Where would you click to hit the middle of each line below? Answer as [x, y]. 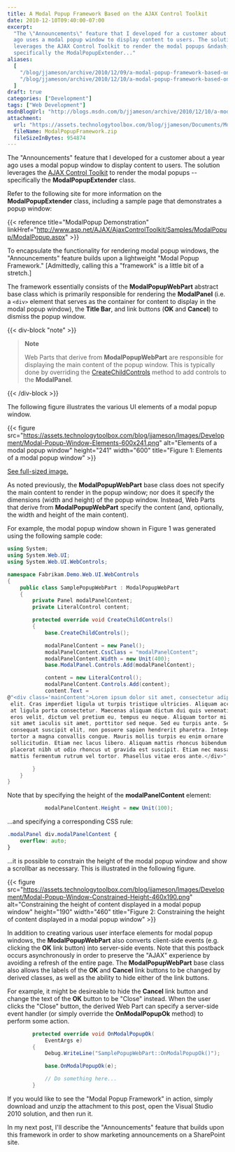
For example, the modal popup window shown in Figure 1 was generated [112, 529]
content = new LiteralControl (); [93, 678]
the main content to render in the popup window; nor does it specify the [111, 493]
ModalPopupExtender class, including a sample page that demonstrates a [115, 201]
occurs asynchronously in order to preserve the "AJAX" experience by [109, 955]
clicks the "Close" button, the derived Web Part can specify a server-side [113, 1006]
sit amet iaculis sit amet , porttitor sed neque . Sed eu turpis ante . [115, 724]
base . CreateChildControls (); [87, 633]
